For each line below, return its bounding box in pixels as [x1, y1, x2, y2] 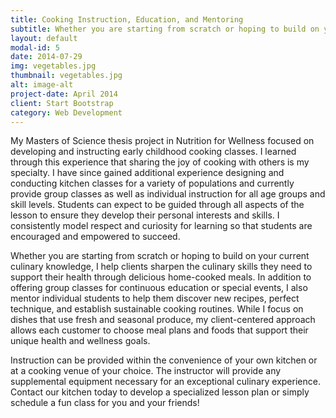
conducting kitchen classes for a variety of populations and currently [10, 177, 295, 190]
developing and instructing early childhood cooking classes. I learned [10, 146, 297, 158]
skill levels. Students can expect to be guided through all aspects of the [10, 199, 305, 211]
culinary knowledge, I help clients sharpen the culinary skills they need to [10, 261, 313, 273]
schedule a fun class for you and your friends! [10, 397, 200, 409]
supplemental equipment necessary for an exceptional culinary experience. [10, 376, 321, 388]
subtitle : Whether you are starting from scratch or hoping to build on [10, 24, 320, 34]
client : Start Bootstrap [10, 98, 114, 108]
